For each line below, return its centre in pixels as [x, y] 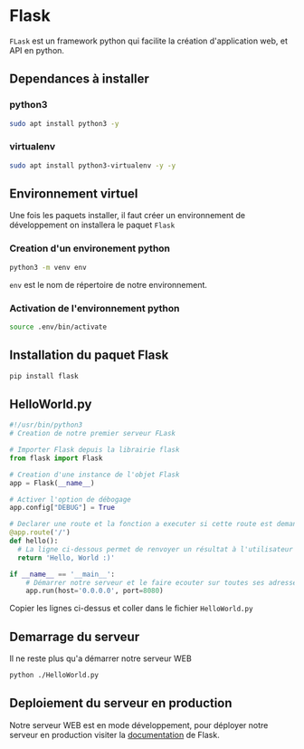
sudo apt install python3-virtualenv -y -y [93, 165]
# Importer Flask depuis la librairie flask [95, 450]
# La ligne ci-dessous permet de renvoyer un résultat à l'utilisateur [156, 549]
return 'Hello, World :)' [66, 558]
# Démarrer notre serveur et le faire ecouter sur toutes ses [145, 582]
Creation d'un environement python [90, 248]
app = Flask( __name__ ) [52, 483]
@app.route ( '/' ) [40, 533]
